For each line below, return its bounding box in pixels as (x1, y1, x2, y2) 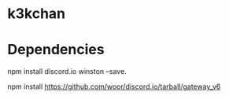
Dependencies (7, 41, 105, 59)
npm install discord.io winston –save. (7, 67, 127, 76)
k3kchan (7, 5, 66, 23)
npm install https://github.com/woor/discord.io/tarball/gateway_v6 (7, 82, 221, 91)
